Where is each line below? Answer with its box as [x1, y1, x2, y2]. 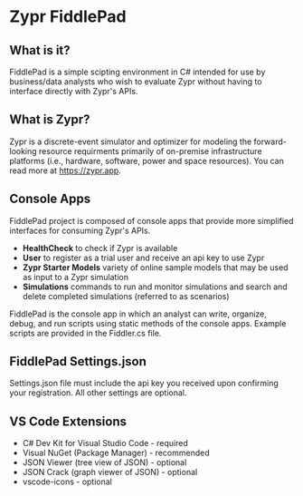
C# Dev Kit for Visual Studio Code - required [22, 438, 188, 449]
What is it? [9, 43, 71, 58]
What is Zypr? [9, 112, 90, 128]
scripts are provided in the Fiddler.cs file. [9, 327, 162, 338]
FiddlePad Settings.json [9, 354, 147, 369]
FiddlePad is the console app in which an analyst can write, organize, [9, 308, 267, 319]
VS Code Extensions [9, 413, 128, 429]
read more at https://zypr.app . [9, 165, 122, 176]
